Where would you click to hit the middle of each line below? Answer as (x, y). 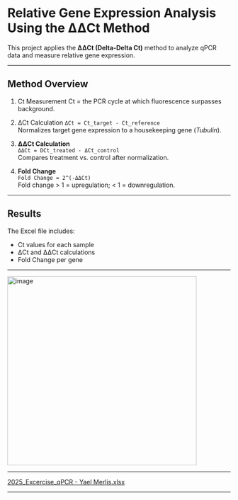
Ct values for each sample (56, 244)
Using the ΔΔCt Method (79, 28)
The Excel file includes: (41, 231)
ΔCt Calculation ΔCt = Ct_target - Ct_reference (89, 123)
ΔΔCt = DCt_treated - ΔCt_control (68, 150)
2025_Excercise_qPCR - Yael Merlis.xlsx (66, 482)
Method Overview (48, 84)
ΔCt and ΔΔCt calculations (56, 252)
